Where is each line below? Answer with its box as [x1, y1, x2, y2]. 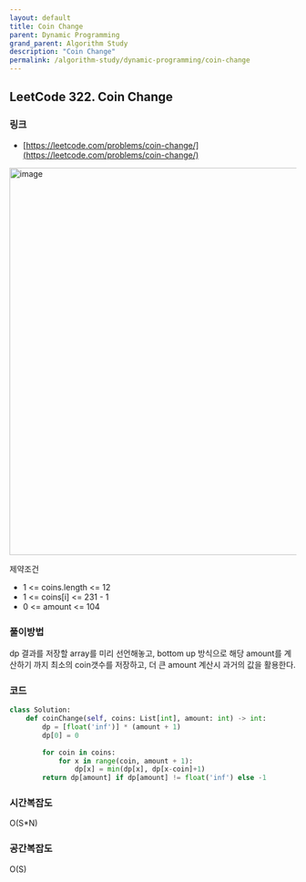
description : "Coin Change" [9, 47, 117, 56]
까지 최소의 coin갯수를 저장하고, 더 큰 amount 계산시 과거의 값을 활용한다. [33, 659, 296, 670]
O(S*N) [9, 817, 38, 829]
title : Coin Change [9, 22, 84, 31]
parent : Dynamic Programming [9, 30, 120, 39]
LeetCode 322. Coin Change [9, 89, 173, 105]
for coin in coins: [42, 748, 117, 757]
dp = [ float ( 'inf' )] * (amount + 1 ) [42, 723, 181, 732]
